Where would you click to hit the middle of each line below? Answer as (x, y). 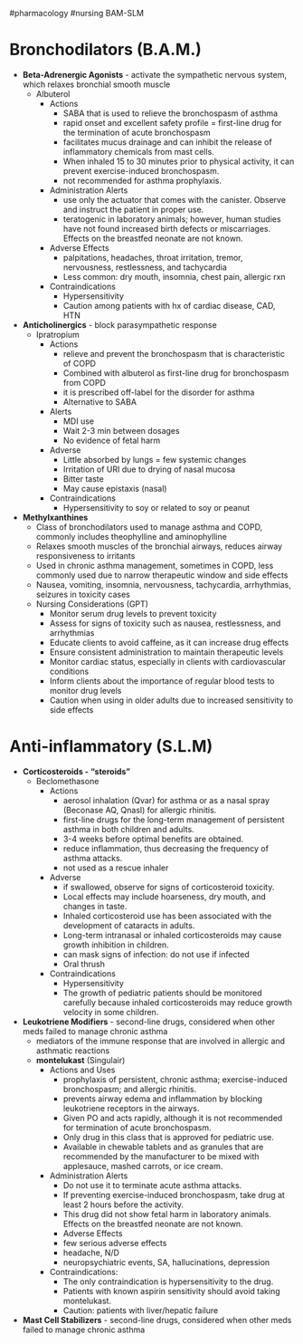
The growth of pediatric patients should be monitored (162, 993)
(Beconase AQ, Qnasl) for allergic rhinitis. (140, 810)
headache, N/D (91, 1253)
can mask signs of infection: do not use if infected (156, 954)
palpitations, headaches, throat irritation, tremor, (153, 257)
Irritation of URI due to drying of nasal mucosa (149, 469)
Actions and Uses (82, 1070)
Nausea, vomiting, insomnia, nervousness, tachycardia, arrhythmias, (163, 584)
